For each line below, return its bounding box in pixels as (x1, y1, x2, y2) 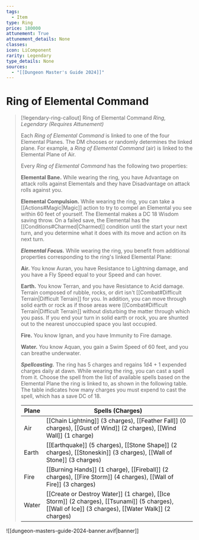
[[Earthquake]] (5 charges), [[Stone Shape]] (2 (46, 441, 178, 449)
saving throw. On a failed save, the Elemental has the (20, 217, 150, 224)
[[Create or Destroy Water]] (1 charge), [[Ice (46, 490, 171, 498)
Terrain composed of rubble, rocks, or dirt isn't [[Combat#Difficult (20, 289, 182, 296)
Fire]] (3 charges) (46, 480, 96, 488)
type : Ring (6, 20, 33, 25)
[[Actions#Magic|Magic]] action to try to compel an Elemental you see (20, 204, 192, 211)
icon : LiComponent (6, 47, 52, 53)
